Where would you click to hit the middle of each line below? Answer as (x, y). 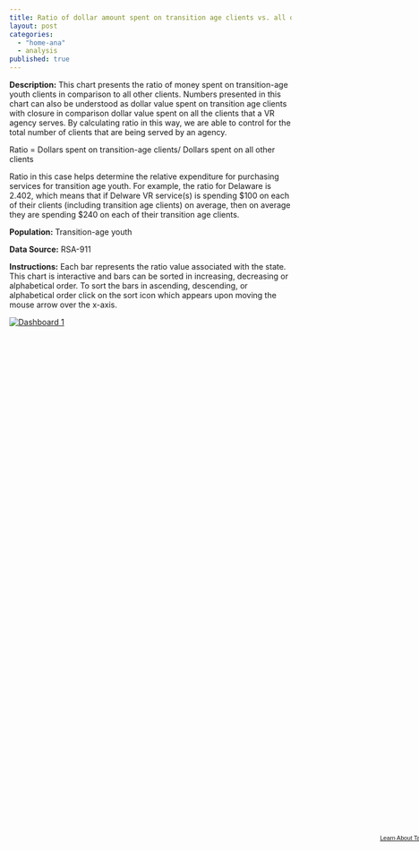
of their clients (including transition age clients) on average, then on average (150, 205)
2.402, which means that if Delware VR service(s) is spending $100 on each (149, 195)
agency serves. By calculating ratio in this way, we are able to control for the (150, 123)
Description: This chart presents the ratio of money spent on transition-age (149, 85)
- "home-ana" (42, 43)
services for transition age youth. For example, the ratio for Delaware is (140, 186)
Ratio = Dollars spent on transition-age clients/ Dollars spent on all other (142, 150)
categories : (31, 34)
